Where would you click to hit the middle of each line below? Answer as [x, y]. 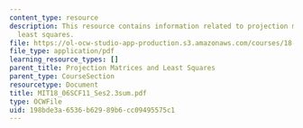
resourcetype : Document [54, 85]
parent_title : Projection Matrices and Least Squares [113, 69]
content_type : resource [54, 18]
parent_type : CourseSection [62, 77]
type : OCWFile [36, 101]
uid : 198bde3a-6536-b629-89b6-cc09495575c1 [92, 110]
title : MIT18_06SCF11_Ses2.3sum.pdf [78, 93]
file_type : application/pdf [62, 51]
